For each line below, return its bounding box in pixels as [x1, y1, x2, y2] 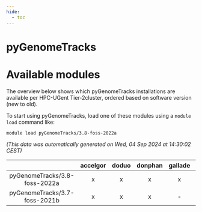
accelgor [80, 161, 106, 169]
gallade [168, 161, 191, 169]
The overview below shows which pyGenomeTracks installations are [6, 88, 176, 95]
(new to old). [6, 100, 38, 108]
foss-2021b [23, 196, 60, 204]
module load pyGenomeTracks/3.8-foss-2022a [6, 130, 117, 136]
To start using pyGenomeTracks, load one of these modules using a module [6, 112, 191, 119]
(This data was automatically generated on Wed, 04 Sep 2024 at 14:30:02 [6, 141, 191, 148]
